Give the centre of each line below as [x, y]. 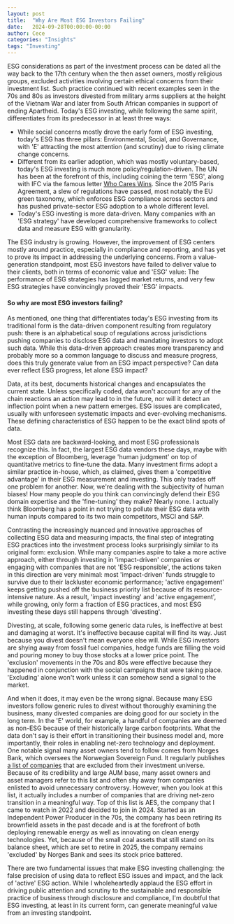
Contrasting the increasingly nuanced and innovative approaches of [105, 530]
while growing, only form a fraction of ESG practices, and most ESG [105, 604]
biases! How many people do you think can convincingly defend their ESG [114, 494]
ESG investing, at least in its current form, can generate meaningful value [112, 905]
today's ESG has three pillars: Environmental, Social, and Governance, [118, 139]
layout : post [26, 14]
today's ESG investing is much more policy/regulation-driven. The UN [117, 169]
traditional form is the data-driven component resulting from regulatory [109, 325]
